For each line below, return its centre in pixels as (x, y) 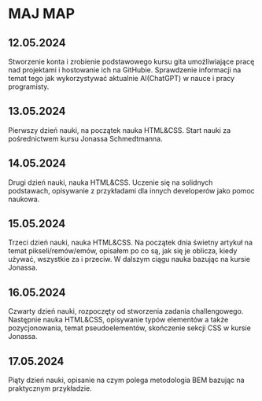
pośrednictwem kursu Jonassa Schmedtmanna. (85, 138)
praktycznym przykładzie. (50, 388)
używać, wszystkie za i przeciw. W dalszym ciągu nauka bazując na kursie (129, 259)
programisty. (29, 86)
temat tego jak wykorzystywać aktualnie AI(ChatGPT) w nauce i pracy (121, 78)
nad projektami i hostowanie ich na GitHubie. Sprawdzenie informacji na (125, 70)
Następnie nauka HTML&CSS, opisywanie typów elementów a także (118, 320)
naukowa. (24, 199)
